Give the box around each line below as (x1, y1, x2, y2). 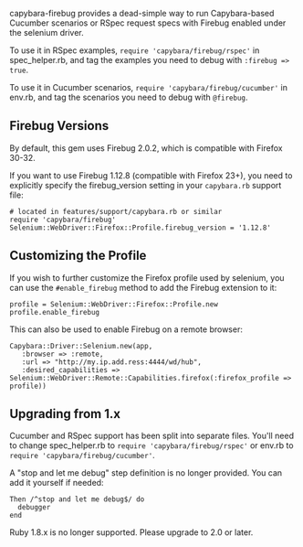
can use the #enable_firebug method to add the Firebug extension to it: (9, 282, 277, 293)
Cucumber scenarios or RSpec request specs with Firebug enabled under (9, 17, 287, 28)
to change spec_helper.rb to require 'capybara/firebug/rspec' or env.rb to (9, 440, 294, 451)
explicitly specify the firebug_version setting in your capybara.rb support (9, 179, 282, 190)
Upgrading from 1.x (9, 406, 121, 422)
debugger (17, 503, 51, 512)
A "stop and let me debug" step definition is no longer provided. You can (9, 467, 283, 478)
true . (9, 64, 29, 75)
